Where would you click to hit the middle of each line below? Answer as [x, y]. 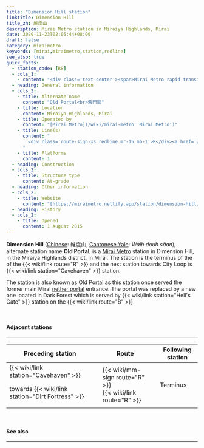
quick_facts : [23, 63]
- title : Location [40, 108]
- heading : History [36, 209]
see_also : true [25, 57]
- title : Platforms [42, 153]
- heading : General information [53, 86]
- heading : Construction [43, 165]
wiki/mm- [127, 370]
